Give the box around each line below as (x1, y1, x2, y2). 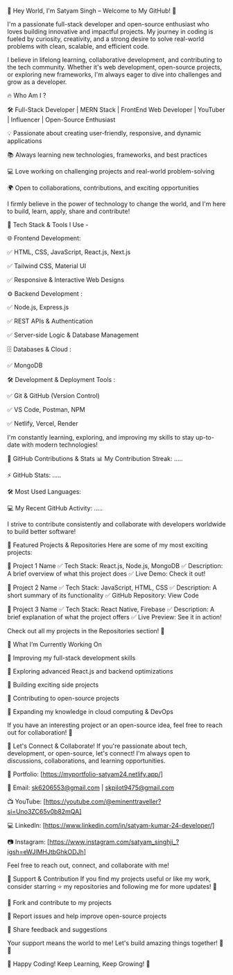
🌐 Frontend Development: (7, 234, 81, 242)
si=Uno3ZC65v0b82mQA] (7, 808, 82, 815)
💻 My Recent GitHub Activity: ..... (7, 504, 103, 512)
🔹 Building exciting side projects (7, 681, 99, 689)
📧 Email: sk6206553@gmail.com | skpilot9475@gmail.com (7, 783, 175, 792)
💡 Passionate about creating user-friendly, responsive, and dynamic (7, 129, 202, 137)
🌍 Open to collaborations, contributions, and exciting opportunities (7, 184, 199, 192)
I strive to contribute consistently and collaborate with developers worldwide (7, 520, 226, 528)
